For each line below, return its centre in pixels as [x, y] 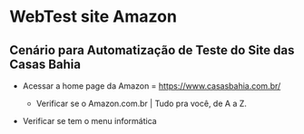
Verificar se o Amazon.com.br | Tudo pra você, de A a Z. [142, 103]
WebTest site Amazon [93, 17]
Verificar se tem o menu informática [89, 121]
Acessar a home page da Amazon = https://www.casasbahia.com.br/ [152, 86]
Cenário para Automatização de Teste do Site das [152, 50]
